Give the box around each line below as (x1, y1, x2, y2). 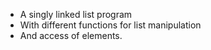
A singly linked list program (19, 9, 133, 20)
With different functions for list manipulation (19, 19, 202, 31)
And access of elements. (19, 30, 123, 41)
